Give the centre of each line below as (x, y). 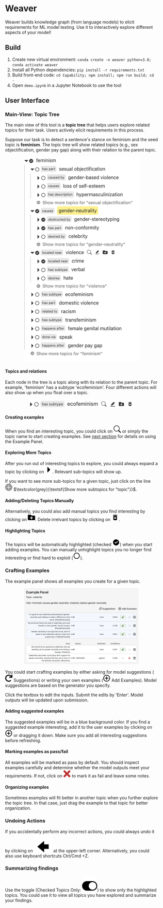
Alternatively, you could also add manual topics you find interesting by (75, 511)
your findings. (19, 900)
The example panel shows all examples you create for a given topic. (73, 581)
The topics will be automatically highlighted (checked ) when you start (79, 545)
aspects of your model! (28, 32)
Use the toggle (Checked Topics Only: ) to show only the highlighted (81, 890)
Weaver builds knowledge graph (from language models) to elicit (70, 22)
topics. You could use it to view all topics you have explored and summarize (81, 895)
